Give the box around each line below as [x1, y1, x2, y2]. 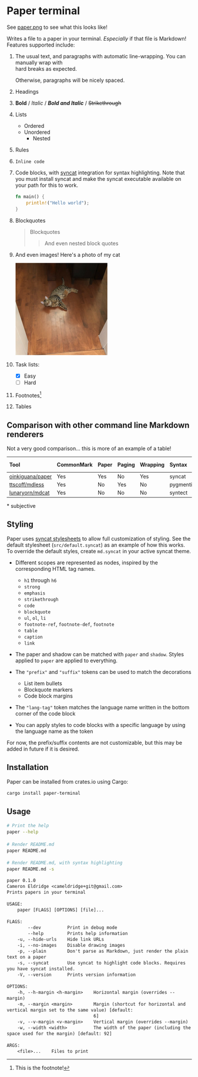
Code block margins [24, 692, 73, 699]
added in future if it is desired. [6, 745, 80, 752]
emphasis [24, 590, 46, 596]
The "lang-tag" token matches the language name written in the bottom [15, 703, 190, 711]
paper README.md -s [6, 866, 55, 873]
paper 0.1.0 [6, 878, 36, 884]
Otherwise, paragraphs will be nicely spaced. [15, 77, 125, 84]
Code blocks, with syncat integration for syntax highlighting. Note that [15, 169, 185, 176]
